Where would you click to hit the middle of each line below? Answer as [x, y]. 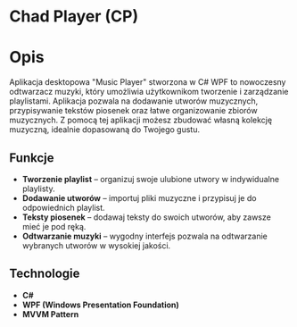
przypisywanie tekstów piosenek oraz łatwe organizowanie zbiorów [133, 111]
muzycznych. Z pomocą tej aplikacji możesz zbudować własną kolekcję [141, 120]
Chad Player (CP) [74, 17]
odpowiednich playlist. [63, 207]
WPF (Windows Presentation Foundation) [101, 305]
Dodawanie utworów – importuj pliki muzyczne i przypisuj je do [139, 197]
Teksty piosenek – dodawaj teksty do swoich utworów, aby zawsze [147, 217]
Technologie [45, 274]
